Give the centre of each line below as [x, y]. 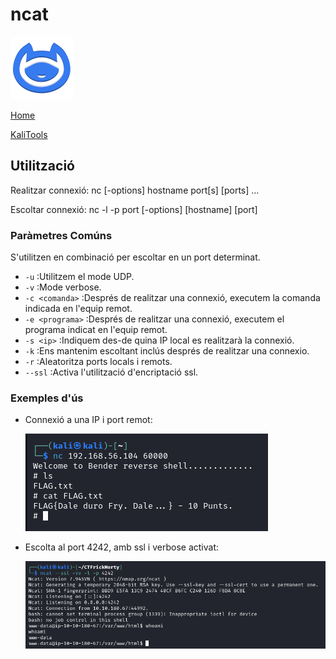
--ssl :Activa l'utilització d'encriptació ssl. [111, 372]
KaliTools [29, 134]
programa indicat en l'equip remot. [96, 330]
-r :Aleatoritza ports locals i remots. [98, 362]
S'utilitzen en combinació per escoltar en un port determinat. [135, 257]
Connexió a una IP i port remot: [88, 420]
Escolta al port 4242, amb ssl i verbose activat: [121, 547]
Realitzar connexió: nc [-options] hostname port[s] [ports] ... [135, 190]
